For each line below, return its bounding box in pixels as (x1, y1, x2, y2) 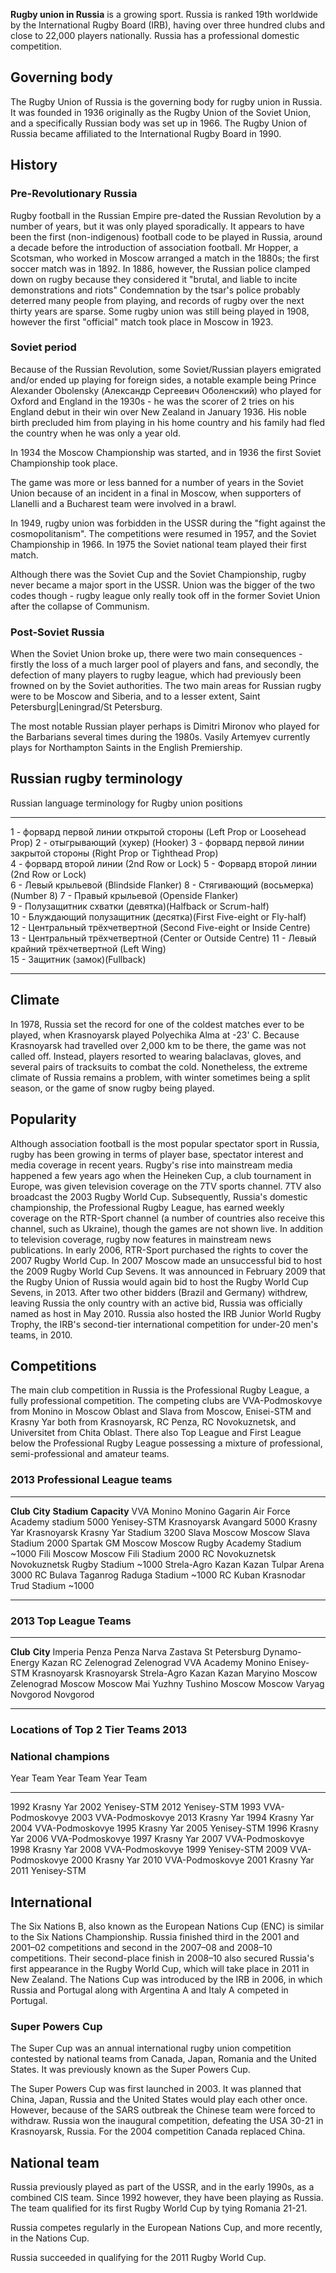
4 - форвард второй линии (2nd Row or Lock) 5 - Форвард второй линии (10, 857, 317, 869)
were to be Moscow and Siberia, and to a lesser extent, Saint (10, 690, 261, 703)
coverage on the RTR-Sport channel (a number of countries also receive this (10, 1212, 325, 1224)
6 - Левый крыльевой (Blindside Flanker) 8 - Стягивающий (10, 879, 258, 891)
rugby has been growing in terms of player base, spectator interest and (10, 1148, 304, 1160)
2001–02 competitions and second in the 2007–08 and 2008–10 (10, 1941, 273, 1953)
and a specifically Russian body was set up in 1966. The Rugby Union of (10, 117, 308, 129)
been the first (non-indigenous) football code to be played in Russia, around (10, 230, 323, 243)
